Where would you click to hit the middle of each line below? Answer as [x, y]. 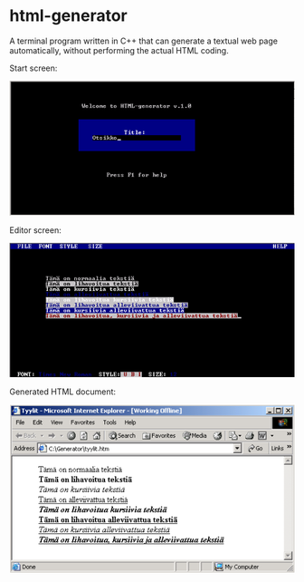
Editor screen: [35, 230]
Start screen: [33, 68]
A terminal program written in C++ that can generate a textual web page [144, 41]
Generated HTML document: [62, 392]
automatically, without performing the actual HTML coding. [119, 50]
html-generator [69, 16]
